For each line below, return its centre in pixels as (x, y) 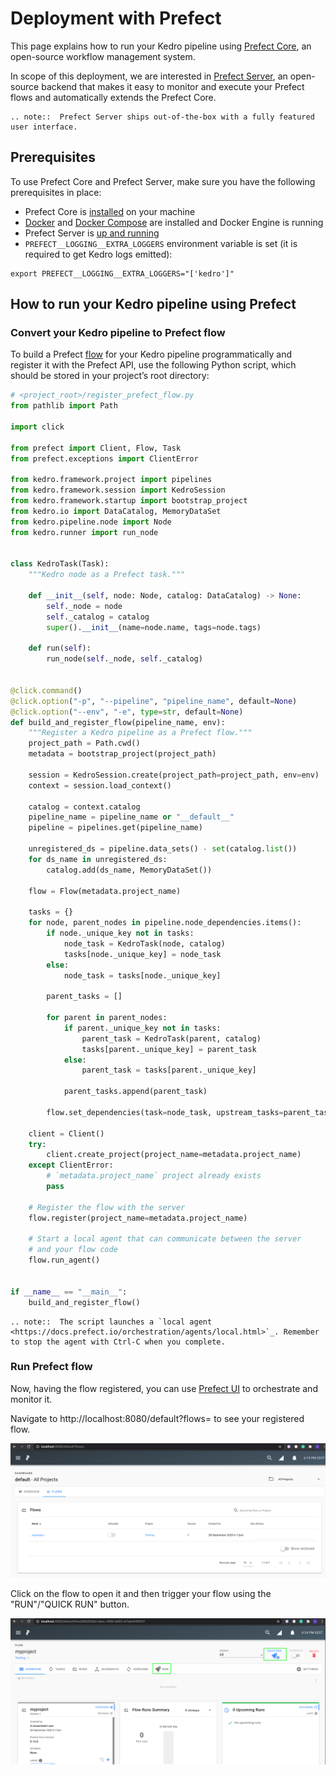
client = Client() (66, 1133)
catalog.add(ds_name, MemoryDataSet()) (129, 870)
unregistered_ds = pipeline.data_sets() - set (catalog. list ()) (163, 849)
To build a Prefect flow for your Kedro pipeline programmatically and (151, 354)
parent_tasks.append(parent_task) (135, 1092)
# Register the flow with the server (107, 1207)
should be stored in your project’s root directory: (110, 376)
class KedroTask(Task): (60, 564)
